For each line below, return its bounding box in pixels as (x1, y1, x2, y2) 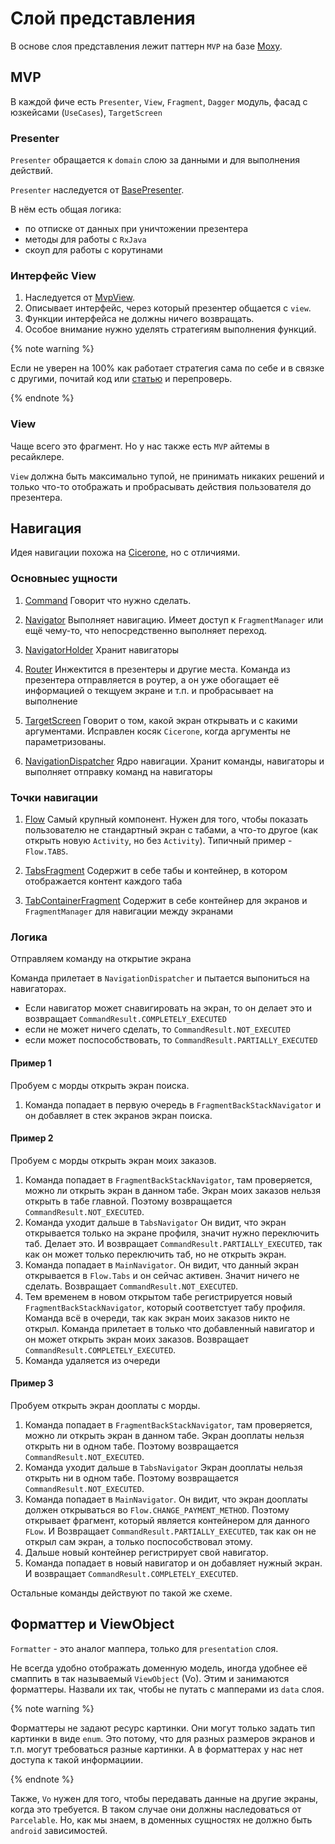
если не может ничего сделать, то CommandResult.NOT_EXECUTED (24, 1023, 291, 1036)
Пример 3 (10, 1377, 54, 1389)
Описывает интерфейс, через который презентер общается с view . (24, 302, 312, 314)
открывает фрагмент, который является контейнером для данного (24, 1514, 310, 1526)
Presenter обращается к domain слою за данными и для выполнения (10, 154, 301, 166)
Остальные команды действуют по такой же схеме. (10, 1587, 233, 1599)
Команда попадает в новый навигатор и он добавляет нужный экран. (24, 1557, 323, 1569)
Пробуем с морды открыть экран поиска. (10, 1079, 190, 1091)
